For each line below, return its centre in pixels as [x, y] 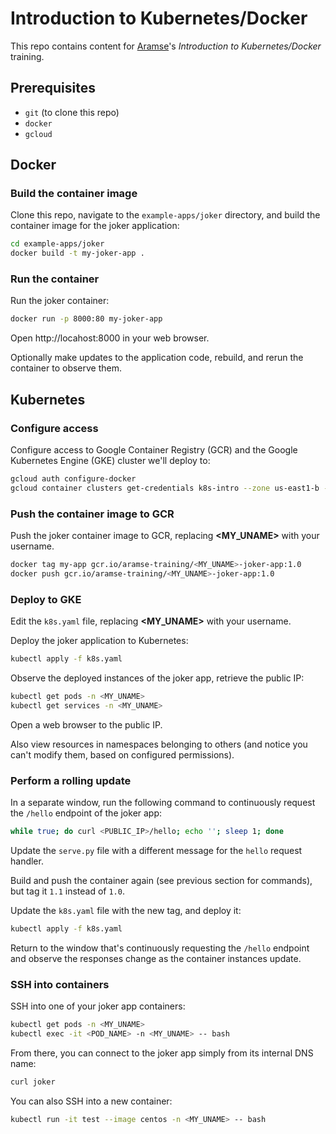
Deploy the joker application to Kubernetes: [99, 641]
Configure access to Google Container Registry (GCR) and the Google [154, 450]
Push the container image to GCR [92, 514]
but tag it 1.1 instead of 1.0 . [67, 891]
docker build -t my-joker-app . [77, 253]
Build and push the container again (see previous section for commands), [161, 880]
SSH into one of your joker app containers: [98, 1006]
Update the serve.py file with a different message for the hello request [156, 850]
